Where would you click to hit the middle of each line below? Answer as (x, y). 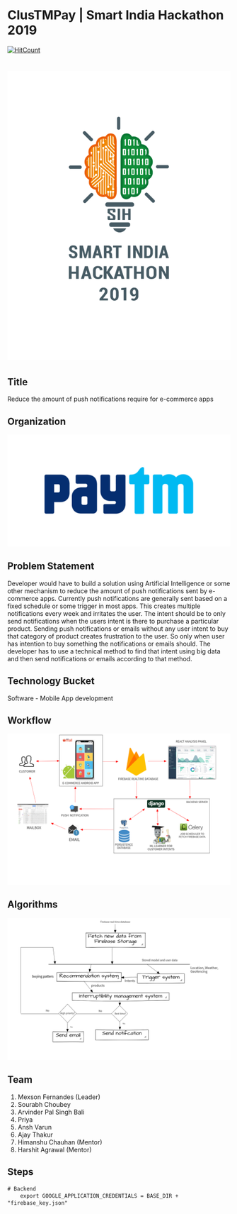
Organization (36, 421)
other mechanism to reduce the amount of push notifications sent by (107, 591)
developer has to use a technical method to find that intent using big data (114, 651)
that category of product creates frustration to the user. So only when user (116, 636)
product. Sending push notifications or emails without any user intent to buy (118, 629)
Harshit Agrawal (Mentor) (54, 1149)
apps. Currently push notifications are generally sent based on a (134, 598)
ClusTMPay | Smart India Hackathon (116, 15)
